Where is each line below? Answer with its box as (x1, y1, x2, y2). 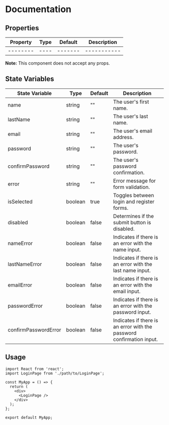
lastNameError (8, 260, 42, 267)
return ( (10, 384, 28, 389)
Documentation (5, 4, 72, 15)
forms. (113, 204, 129, 211)
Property (10, 39, 32, 45)
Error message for (113, 177, 156, 184)
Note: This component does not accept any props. (5, 60, 110, 66)
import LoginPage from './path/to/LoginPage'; (5, 370, 105, 376)
